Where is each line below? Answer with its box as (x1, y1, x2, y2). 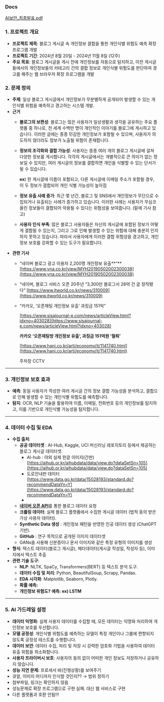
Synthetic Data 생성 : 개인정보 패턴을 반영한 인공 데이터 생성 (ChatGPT (19, 521, 157, 527)
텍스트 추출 (25, 552, 46, 558)
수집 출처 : (12, 436, 31, 442)
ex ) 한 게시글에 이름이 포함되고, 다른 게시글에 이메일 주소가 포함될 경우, (19, 176, 155, 182)
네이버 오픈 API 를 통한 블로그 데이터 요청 (19, 503, 97, 509)
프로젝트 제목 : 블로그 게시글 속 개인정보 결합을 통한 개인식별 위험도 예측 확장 (12, 40, 157, 46)
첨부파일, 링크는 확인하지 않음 (12, 679, 69, 685)
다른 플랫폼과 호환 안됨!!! (12, 691, 60, 697)
